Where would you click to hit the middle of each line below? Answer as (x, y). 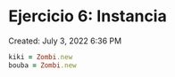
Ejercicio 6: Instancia (87, 16)
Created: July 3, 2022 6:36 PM (65, 41)
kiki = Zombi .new (41, 57)
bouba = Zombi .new (42, 65)
